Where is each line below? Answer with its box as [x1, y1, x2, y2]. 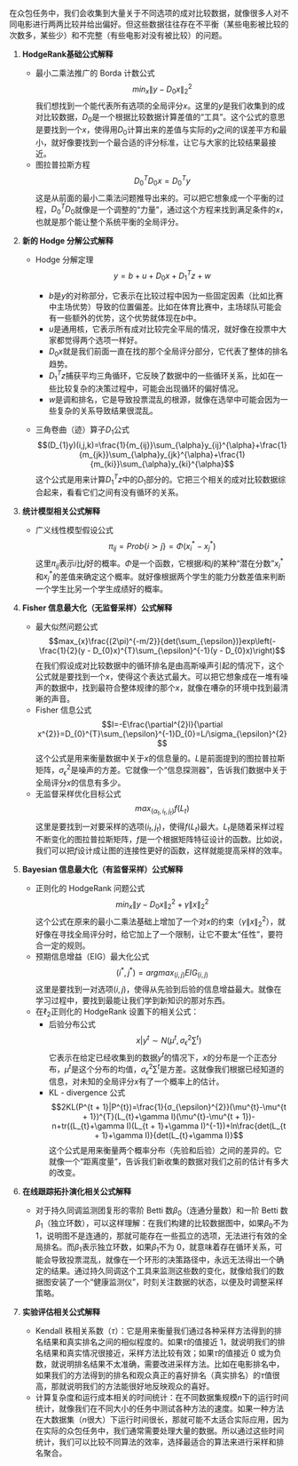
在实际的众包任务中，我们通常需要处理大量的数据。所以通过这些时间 [35, 1425, 285, 1436]
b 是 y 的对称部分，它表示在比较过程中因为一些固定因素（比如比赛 [48, 291, 284, 301]
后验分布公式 [48, 1018, 96, 1029]
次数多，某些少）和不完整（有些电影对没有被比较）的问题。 [9, 30, 227, 40]
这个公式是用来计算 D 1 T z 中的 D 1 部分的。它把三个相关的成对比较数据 [35, 473, 278, 487]
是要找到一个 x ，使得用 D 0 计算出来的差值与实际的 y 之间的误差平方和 [35, 124, 279, 138]
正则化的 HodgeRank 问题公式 [35, 882, 145, 893]
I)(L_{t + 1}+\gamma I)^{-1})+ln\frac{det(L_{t [126, 1120, 286, 1131]
